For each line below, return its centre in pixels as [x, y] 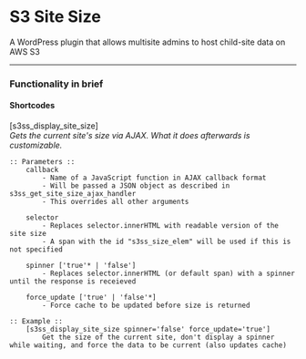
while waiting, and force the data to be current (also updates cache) [148, 345]
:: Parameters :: [42, 162]
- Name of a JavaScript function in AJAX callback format [154, 178]
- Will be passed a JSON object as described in [136, 186]
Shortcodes [32, 106]
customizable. [36, 145]
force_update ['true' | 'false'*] [91, 298]
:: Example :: [36, 322]
